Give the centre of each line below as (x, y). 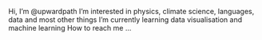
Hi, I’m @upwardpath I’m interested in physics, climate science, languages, (131, 11)
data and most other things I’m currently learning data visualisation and (125, 20)
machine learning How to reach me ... (70, 28)
